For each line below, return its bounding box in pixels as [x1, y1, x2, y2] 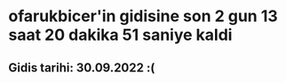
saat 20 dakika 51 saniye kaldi [8, 25, 233, 45]
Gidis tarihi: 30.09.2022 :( [8, 60, 155, 75]
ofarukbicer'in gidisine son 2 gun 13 [8, 6, 279, 26]
